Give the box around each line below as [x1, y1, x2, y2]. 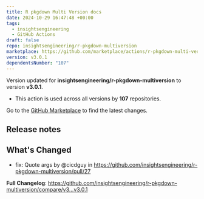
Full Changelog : [6, 179, 47, 186]
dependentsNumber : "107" [6, 60, 69, 66]
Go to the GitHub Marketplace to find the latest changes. [6, 106, 148, 114]
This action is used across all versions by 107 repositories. [15, 95, 161, 102]
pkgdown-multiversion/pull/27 [15, 167, 91, 175]
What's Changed [6, 145, 72, 155]
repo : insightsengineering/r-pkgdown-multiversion [6, 43, 137, 49]
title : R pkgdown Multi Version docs [6, 9, 102, 15]
